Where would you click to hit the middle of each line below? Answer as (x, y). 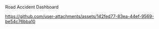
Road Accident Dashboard (32, 7)
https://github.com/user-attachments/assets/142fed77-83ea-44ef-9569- (79, 16)
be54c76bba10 (20, 22)
